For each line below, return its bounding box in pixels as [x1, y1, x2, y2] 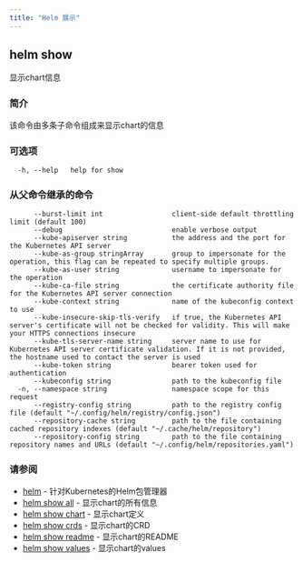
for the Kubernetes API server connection [9, 289, 172, 298]
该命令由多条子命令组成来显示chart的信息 [9, 119, 165, 130]
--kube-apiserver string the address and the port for [33, 234, 286, 243]
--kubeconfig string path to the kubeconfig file [33, 376, 282, 386]
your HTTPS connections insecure [9, 329, 136, 338]
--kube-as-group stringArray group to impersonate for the [33, 249, 286, 259]
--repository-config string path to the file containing [33, 433, 282, 442]
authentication [9, 369, 67, 378]
